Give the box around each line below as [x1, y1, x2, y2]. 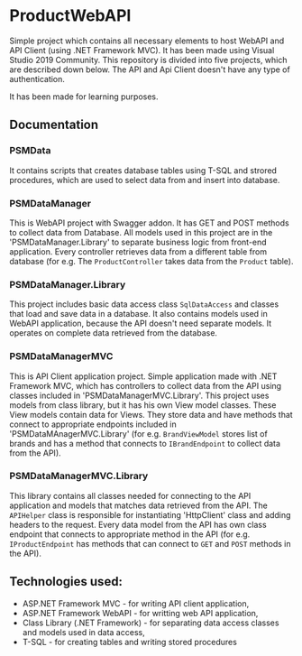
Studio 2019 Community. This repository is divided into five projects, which [9, 54, 288, 65]
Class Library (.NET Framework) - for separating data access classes [22, 617, 279, 628]
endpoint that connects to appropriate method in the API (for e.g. [9, 529, 251, 540]
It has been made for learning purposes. [9, 91, 160, 102]
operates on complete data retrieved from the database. [9, 328, 218, 338]
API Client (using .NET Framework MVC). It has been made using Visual [9, 44, 275, 55]
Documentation [9, 117, 99, 133]
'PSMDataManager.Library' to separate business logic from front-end [9, 236, 268, 247]
